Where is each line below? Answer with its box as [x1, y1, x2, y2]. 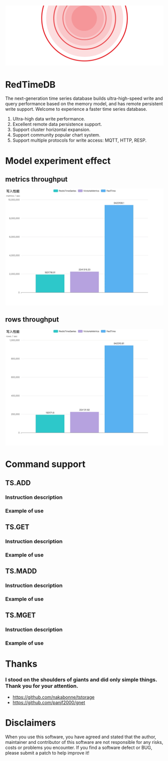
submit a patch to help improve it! [20, 749, 90, 756]
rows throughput [5, 315, 59, 324]
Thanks [5, 658, 38, 670]
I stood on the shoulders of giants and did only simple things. [5, 676, 157, 683]
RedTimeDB [5, 79, 56, 90]
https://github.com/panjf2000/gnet [12, 699, 86, 706]
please [5, 749, 19, 756]
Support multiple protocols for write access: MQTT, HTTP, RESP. [12, 137, 147, 144]
